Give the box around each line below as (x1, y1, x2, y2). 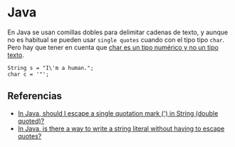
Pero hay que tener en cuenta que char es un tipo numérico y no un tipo (7, 43, 219, 51)
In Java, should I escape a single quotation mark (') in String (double (17, 108, 219, 118)
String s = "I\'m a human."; (7, 64, 94, 71)
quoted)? (17, 116, 45, 125)
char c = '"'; (7, 71, 50, 78)
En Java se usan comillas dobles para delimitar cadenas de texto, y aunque (7, 28, 229, 36)
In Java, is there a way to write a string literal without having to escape (17, 124, 225, 133)
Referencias (7, 90, 63, 102)
